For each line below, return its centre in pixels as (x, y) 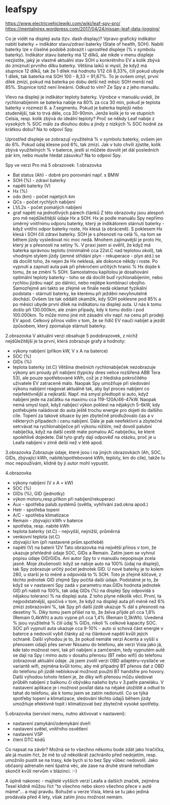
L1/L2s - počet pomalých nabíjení (47, 207)
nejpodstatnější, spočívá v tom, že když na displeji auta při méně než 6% (89, 601)
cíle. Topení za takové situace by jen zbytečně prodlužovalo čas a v (83, 415)
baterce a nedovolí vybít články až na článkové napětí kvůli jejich (80, 634)
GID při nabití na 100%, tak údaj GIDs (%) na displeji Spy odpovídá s (83, 590)
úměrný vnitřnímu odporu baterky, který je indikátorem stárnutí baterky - (89, 223)
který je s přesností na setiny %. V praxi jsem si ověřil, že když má (81, 245)
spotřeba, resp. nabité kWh (41, 526)
